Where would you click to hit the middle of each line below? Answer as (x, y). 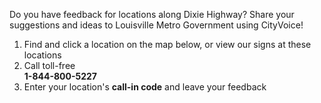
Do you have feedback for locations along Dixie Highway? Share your (152, 14)
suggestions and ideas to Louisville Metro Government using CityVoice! (156, 25)
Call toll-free (49, 65)
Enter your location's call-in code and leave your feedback (145, 87)
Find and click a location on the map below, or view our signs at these (167, 44)
